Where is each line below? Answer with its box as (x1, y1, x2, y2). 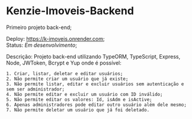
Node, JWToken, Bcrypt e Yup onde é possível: (6, 59, 121, 66)
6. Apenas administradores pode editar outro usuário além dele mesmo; (6, 102, 187, 108)
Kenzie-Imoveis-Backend (6, 4, 135, 18)
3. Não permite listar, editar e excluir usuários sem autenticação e (6, 81, 184, 87)
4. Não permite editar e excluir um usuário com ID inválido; (6, 91, 163, 97)
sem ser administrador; (6, 86, 65, 92)
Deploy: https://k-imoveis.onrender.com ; (6, 35, 105, 42)
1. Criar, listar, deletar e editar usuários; (6, 70, 123, 76)
